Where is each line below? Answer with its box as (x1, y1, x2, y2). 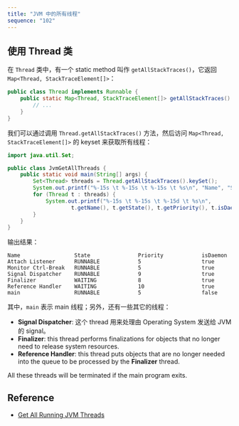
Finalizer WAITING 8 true (7, 277, 215, 284)
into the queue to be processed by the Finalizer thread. (17, 357, 180, 366)
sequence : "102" (7, 17, 55, 24)
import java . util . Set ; (7, 151, 75, 159)
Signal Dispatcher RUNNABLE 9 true (7, 271, 215, 278)
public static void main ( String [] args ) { (20, 171, 148, 179)
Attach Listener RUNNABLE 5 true (7, 258, 215, 265)
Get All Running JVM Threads (17, 410, 105, 420)
